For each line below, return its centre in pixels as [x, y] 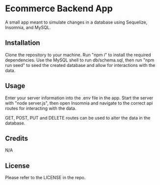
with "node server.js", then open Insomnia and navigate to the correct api [79, 103]
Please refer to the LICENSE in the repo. [45, 178]
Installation [23, 43]
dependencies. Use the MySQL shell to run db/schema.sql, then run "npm [80, 60]
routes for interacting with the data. [41, 108]
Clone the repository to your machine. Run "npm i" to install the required [78, 55]
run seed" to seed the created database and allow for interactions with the [80, 65]
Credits [17, 138]
